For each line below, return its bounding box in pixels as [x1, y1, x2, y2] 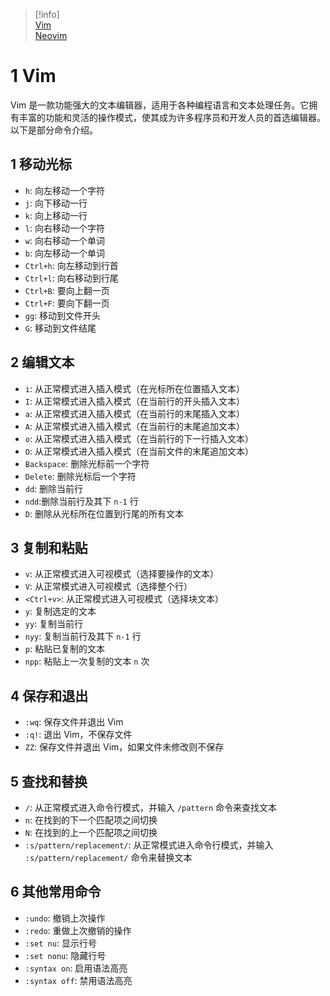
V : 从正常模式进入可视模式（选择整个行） [24, 580, 193, 593]
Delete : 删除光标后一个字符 [24, 470, 137, 482]
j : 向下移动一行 [24, 197, 88, 209]
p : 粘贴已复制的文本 [24, 643, 105, 655]
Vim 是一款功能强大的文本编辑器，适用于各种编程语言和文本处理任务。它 [10, 99, 310, 111]
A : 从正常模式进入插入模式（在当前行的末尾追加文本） [24, 420, 245, 432]
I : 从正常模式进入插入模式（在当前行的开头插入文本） [24, 395, 245, 407]
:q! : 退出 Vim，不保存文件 [24, 729, 133, 741]
